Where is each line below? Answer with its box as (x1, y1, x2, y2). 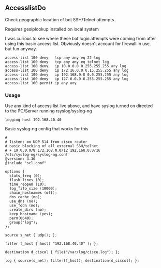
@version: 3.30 (5, 157, 36, 161)
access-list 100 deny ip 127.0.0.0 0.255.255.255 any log (5, 76, 129, 81)
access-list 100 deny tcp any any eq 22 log (5, 55, 101, 60)
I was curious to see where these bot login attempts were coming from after (5, 35, 156, 41)
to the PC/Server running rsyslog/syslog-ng (5, 108, 92, 114)
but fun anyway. (5, 46, 37, 51)
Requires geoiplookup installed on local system (5, 26, 99, 32)
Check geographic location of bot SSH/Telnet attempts (5, 16, 115, 22)
